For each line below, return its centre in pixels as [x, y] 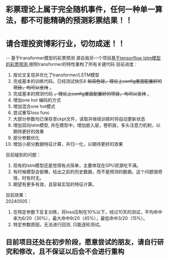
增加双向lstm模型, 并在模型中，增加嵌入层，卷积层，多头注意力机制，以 [87, 125]
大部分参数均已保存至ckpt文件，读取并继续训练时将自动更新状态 [79, 119]
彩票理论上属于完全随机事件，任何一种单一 [80, 10]
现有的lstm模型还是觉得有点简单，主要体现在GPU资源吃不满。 [77, 165]
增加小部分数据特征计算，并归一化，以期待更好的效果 [68, 144]
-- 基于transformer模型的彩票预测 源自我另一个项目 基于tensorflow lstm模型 [83, 58]
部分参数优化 [26, 138]
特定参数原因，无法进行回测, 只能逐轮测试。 [58, 225]
